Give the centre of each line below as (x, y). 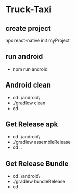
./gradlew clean (29, 103)
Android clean (28, 85)
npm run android (30, 69)
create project (28, 28)
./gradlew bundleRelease (39, 181)
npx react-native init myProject (37, 40)
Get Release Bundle (37, 164)
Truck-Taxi (29, 9)
